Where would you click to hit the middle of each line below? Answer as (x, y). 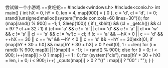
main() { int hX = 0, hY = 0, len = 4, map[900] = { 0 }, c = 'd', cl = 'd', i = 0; (81, 13)
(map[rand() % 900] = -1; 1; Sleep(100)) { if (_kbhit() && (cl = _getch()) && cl (83, 23)
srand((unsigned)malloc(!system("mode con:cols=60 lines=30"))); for (77, 18)
